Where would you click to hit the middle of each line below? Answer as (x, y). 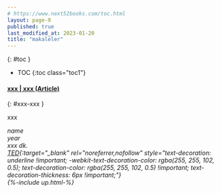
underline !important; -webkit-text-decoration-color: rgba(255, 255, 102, (111, 160)
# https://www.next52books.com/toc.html (67, 14)
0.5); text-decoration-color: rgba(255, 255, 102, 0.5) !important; (98, 168)
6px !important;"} (97, 175)
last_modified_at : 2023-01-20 (51, 33)
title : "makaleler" (35, 40)
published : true (31, 26)
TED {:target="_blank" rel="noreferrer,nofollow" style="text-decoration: (109, 153)
